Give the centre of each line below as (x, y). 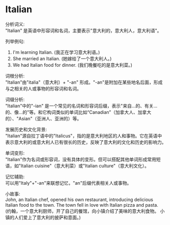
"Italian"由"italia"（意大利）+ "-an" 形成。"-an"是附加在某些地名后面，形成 (84, 82)
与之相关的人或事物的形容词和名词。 (43, 88)
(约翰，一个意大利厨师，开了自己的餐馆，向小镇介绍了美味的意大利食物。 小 (85, 211)
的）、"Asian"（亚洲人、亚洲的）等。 (43, 118)
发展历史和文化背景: (26, 129)
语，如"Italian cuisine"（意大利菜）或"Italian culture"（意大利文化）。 (77, 166)
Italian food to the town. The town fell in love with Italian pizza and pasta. (82, 205)
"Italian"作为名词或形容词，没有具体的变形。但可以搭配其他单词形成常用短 (83, 159)
